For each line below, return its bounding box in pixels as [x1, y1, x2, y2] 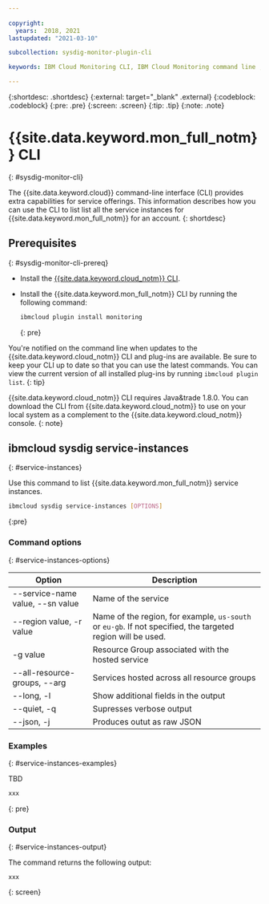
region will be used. [92, 630, 167, 642]
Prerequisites [8, 237, 77, 250]
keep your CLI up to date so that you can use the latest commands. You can [8, 360, 259, 370]
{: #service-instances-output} [8, 842, 107, 852]
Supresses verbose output [92, 703, 192, 714]
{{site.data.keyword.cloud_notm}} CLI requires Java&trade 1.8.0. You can [8, 392, 249, 402]
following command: [19, 298, 88, 307]
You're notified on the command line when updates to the [8, 343, 198, 353]
